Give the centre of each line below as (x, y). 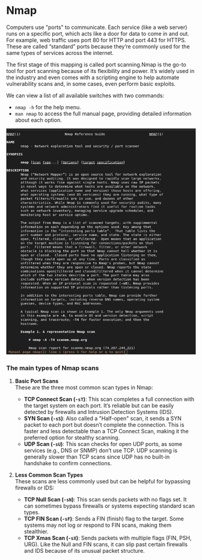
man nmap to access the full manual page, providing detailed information (103, 113)
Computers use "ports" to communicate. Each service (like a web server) (97, 27)
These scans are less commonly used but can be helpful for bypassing (103, 482)
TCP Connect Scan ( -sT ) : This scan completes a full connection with (109, 399)
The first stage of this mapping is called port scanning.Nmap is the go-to (96, 65)
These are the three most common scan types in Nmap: (84, 387)
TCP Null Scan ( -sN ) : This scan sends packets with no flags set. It (105, 500)
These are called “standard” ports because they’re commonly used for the (98, 46)
